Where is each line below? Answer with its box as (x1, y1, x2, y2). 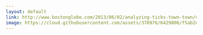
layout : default (5, 8, 47, 15)
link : (5, 14, 19, 20)
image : (5, 20, 22, 26)
